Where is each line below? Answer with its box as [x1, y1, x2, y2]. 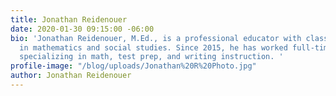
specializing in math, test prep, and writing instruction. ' [19, 52, 284, 62]
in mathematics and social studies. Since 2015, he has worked [19, 42, 288, 53]
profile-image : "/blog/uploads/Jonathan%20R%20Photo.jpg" [10, 61, 257, 71]
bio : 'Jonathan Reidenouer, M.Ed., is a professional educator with [10, 33, 302, 43]
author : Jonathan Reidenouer [10, 71, 132, 81]
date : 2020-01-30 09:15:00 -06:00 [10, 24, 155, 34]
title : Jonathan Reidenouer [10, 14, 128, 25]
